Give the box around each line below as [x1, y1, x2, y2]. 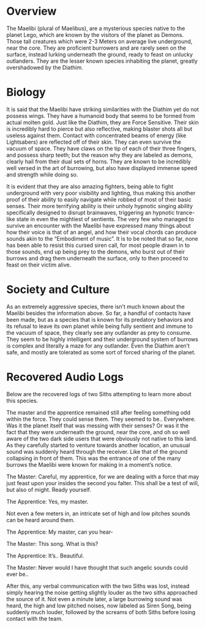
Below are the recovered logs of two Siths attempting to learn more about [6, 390, 192, 397]
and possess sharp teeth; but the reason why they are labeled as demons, [6, 151, 193, 158]
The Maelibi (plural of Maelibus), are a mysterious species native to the [6, 25, 185, 32]
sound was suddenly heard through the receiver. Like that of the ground [6, 448, 188, 455]
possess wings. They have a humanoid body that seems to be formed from [6, 112, 196, 119]
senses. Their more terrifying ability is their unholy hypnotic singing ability [6, 202, 193, 209]
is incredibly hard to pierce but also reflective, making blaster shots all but [6, 125, 193, 133]
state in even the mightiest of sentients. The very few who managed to [16, 215, 195, 222]
